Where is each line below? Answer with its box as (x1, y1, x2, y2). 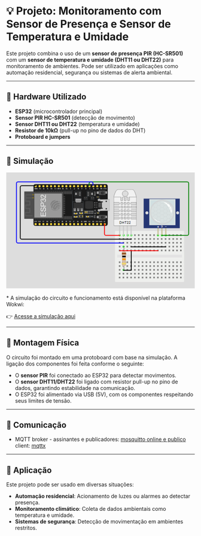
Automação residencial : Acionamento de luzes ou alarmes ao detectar (14, 492, 190, 500)
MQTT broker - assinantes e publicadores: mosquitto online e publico (14, 435, 187, 443)
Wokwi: (6, 300, 25, 307)
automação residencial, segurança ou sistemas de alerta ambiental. (6, 69, 173, 76)
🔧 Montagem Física (6, 338, 80, 348)
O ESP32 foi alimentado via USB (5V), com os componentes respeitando (14, 391, 193, 398)
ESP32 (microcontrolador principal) (14, 108, 103, 115)
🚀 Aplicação (6, 465, 52, 475)
